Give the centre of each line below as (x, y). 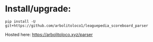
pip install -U (20, 21)
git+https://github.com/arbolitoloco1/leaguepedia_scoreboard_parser (77, 26)
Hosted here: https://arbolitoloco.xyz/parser (49, 34)
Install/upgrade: (38, 9)
